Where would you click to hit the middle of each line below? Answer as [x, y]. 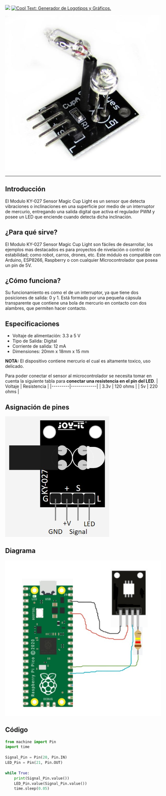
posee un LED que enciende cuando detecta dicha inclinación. [69, 217]
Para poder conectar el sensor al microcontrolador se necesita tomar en [78, 376]
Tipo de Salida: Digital [35, 341]
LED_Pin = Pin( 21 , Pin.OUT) [34, 763]
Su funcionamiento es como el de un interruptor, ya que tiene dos [72, 293]
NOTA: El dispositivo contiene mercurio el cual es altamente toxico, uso [78, 361]
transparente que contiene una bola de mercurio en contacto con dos [76, 303]
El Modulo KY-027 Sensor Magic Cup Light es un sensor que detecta [75, 201]
